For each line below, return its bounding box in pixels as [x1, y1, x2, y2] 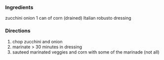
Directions [5, 28, 31, 34]
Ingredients [5, 4, 34, 11]
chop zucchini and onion [12, 38, 63, 44]
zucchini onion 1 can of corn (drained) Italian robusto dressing [5, 15, 132, 21]
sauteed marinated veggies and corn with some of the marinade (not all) [12, 49, 160, 55]
